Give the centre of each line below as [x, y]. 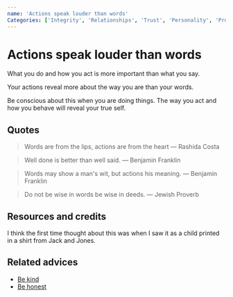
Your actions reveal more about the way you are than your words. [101, 87]
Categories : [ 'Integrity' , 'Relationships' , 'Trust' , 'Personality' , [110, 20]
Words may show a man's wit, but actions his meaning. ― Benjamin [121, 174]
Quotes [24, 130]
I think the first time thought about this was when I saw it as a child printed [113, 233]
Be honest [32, 287]
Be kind [28, 279]
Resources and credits [57, 216]
